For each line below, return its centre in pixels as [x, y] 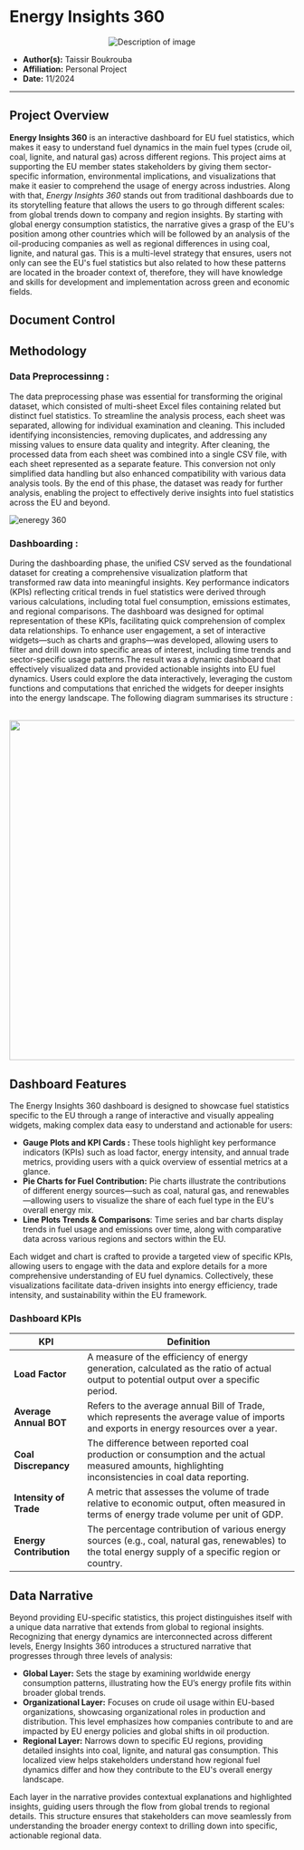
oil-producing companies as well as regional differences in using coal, [140, 243]
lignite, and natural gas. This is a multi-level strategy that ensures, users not [151, 253]
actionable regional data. [56, 1835]
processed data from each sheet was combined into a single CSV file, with [148, 454]
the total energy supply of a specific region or [184, 1552]
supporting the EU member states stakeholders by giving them [126, 166]
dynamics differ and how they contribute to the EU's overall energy [147, 1770]
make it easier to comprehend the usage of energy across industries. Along [150, 185]
